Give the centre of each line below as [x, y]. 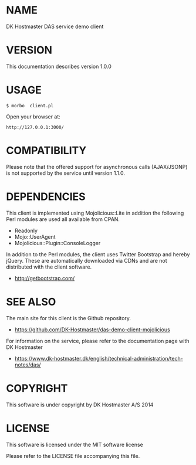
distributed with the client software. [49, 267]
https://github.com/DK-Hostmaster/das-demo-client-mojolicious [92, 330]
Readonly [26, 230]
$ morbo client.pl [30, 106]
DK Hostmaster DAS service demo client [55, 26]
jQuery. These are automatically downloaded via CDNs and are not [87, 260]
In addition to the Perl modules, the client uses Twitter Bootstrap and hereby [98, 254]
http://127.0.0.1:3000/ [35, 127]
